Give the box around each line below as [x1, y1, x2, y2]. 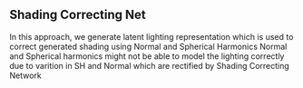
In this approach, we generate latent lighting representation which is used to [9, 31, 294, 42]
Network [9, 70, 43, 81]
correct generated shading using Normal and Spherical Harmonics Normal [9, 41, 288, 52]
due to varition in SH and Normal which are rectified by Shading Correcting [9, 60, 290, 71]
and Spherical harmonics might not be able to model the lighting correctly [9, 50, 285, 62]
